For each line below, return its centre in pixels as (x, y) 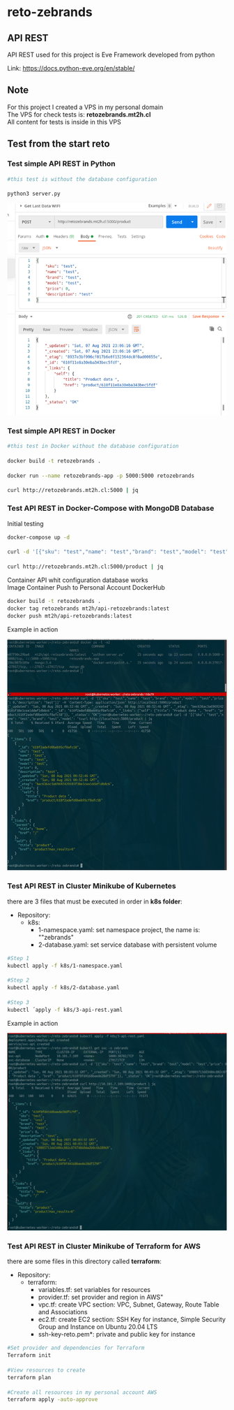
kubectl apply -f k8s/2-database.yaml (63, 988)
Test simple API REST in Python (62, 163)
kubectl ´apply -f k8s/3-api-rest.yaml (65, 1010)
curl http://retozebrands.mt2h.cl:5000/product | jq (85, 567)
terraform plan (29, 1377)
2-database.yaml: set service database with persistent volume (127, 945)
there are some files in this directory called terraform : (84, 1261)
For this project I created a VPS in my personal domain (85, 107)
